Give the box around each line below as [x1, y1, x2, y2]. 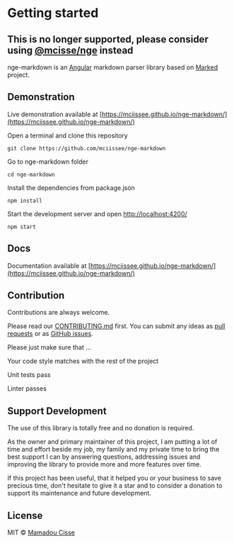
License [7, 509, 43, 522]
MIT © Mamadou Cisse [7, 528, 76, 537]
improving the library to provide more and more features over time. [7, 460, 201, 469]
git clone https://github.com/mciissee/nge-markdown [7, 145, 166, 152]
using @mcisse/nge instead [7, 44, 134, 56]
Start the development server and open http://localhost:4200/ [7, 209, 187, 218]
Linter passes [7, 384, 47, 393]
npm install [7, 197, 42, 204]
